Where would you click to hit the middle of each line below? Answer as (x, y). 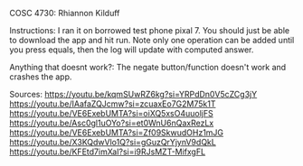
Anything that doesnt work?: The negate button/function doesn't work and (148, 67)
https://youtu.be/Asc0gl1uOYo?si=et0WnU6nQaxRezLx (112, 123)
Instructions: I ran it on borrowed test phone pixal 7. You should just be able (150, 30)
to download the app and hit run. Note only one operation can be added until (152, 40)
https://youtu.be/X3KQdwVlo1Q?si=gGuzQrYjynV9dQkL (113, 142)
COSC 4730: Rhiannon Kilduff (65, 13)
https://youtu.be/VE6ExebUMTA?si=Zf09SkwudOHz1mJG (117, 133)
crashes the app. (41, 77)
